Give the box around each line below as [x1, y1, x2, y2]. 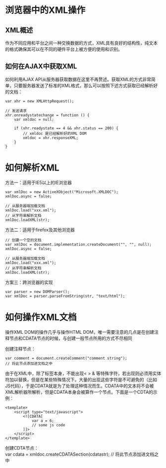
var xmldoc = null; [14, 117, 55, 122]
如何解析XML [5, 162, 59, 173]
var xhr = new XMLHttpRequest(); [5, 98, 74, 103]
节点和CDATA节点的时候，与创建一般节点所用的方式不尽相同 [9, 335, 132, 341]
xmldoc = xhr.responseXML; [23, 135, 79, 140]
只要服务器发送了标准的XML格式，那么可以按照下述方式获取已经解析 [13, 83, 154, 89]
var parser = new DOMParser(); [5, 289, 70, 294]
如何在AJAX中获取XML [5, 62, 77, 71]
